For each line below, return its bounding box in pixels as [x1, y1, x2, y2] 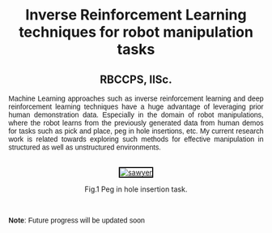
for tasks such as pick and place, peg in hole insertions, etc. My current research [8, 127, 264, 136]
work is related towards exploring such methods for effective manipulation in [8, 135, 264, 144]
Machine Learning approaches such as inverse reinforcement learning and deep [8, 94, 264, 103]
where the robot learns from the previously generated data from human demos [8, 119, 264, 127]
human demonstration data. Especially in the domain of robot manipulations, [8, 110, 264, 119]
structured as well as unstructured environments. [8, 143, 162, 152]
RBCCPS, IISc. [100, 72, 172, 86]
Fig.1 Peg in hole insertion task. [84, 184, 188, 194]
